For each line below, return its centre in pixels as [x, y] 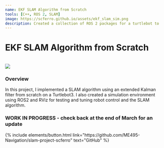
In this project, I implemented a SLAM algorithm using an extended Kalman [81, 89]
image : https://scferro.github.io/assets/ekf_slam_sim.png [67, 19]
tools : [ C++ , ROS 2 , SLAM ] [33, 14]
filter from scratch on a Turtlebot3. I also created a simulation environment [80, 95]
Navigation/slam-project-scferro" [39, 140]
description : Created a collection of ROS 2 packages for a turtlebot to [82, 23]
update [14, 124]
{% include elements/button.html [39, 135]
